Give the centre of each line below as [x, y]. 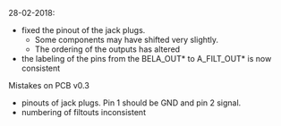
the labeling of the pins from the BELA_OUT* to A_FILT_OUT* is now [146, 59]
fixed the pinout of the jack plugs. [83, 30]
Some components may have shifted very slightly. [127, 40]
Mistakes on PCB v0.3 [49, 85]
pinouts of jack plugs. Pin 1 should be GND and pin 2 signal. [131, 103]
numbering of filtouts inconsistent [84, 112]
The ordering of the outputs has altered [107, 49]
